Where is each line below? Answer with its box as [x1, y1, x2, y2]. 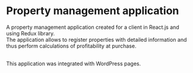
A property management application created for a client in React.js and [6, 24, 179, 31]
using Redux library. [6, 29, 55, 36]
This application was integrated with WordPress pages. [6, 60, 141, 67]
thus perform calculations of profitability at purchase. [6, 42, 137, 49]
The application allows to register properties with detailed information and [6, 36, 187, 43]
